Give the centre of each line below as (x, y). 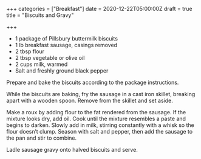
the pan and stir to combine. (42, 138)
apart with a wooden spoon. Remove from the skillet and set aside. (90, 100)
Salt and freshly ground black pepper (62, 71)
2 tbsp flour (29, 51)
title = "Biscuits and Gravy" (40, 15)
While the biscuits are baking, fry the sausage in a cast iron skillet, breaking (101, 94)
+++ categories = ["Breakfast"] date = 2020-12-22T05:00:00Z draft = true (99, 9)
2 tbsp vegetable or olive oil (50, 58)
